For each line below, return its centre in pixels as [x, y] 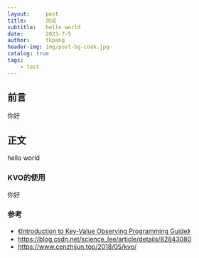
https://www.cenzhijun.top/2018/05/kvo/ [77, 247]
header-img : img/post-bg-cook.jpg [59, 47]
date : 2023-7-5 [39, 34]
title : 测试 [32, 21]
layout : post [33, 14]
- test [30, 67]
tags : [15, 60]
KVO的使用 [27, 178]
